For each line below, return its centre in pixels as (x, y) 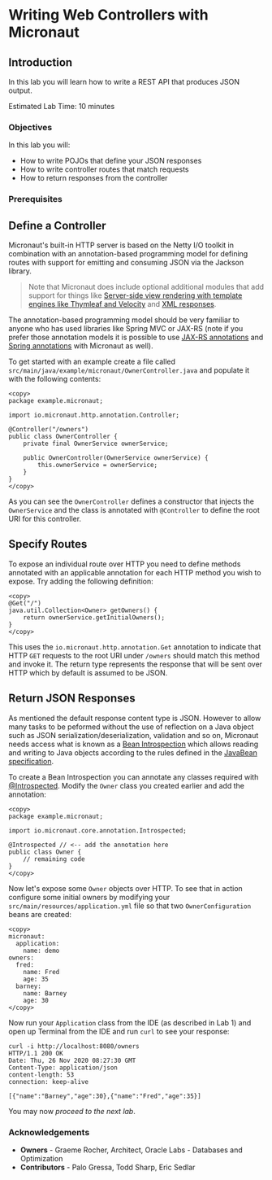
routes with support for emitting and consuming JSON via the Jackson (126, 263)
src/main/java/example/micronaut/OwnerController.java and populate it (129, 370)
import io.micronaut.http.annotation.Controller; (94, 415)
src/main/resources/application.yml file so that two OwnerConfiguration (130, 906)
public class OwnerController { (63, 437)
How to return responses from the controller (94, 178)
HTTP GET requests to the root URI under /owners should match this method (134, 655)
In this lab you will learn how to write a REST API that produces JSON (124, 82)
